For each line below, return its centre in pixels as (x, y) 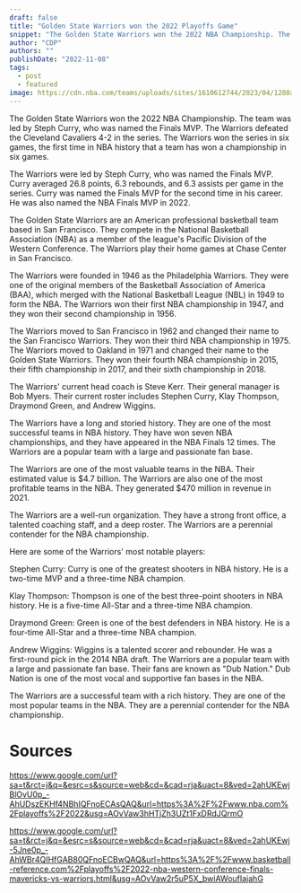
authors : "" (31, 51)
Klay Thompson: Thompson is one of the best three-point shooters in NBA (146, 595)
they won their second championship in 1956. (93, 313)
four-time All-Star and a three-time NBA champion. (103, 632)
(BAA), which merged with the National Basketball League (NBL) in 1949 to (147, 294)
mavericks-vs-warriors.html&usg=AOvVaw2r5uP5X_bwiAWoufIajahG (137, 879)
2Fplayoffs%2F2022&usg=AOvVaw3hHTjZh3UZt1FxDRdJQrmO (126, 814)
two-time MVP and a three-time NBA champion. (98, 578)
